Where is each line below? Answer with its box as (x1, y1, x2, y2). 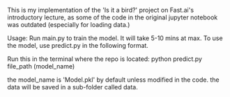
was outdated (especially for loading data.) (7, 21, 130, 28)
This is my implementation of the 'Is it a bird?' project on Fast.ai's (7, 6, 194, 14)
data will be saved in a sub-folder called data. (7, 83, 138, 91)
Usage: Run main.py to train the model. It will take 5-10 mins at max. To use (7, 34, 223, 42)
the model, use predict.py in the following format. (7, 42, 148, 49)
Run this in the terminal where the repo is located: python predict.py (7, 55, 202, 63)
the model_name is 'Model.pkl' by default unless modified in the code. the (7, 76, 220, 84)
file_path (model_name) (7, 62, 75, 70)
